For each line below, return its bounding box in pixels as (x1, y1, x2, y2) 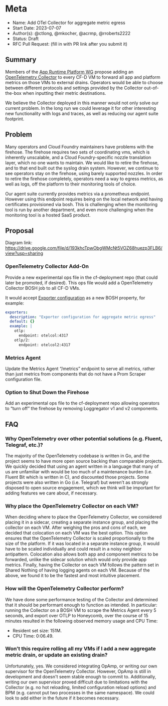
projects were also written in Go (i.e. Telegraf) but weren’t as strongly (5, 479, 149, 485)
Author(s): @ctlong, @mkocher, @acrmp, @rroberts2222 (12, 30, 131, 36)
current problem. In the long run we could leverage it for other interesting (5, 105, 156, 111)
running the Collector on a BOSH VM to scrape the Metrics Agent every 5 (5, 607, 156, 613)
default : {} (10, 319, 35, 324)
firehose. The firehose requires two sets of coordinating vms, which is (5, 149, 150, 155)
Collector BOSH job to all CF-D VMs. (5, 285, 81, 291)
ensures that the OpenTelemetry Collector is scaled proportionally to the (5, 535, 154, 542)
